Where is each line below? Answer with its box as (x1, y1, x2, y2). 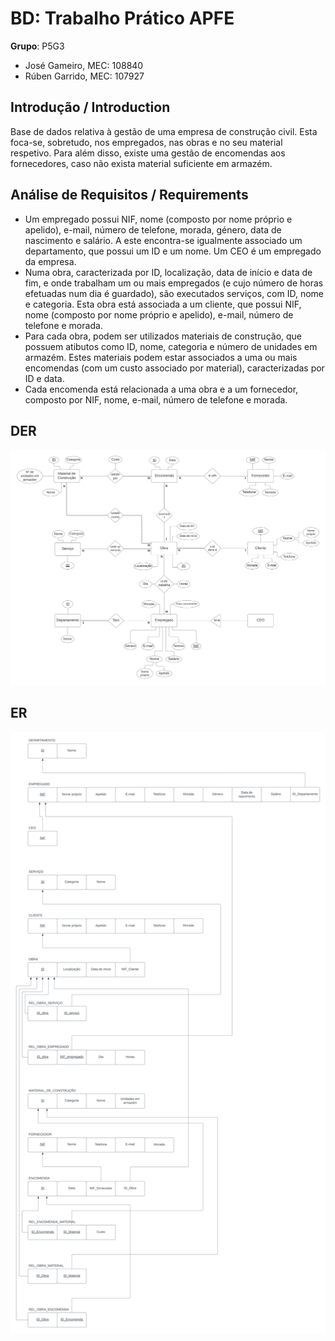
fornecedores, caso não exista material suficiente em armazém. (10, 157, 273, 169)
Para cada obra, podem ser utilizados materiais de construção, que (24, 330, 303, 342)
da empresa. (24, 255, 77, 267)
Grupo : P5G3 (10, 40, 65, 52)
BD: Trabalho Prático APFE (10, 7, 235, 30)
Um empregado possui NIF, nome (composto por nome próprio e (24, 213, 293, 225)
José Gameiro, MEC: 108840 (24, 59, 144, 71)
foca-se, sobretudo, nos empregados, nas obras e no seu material (10, 136, 283, 148)
